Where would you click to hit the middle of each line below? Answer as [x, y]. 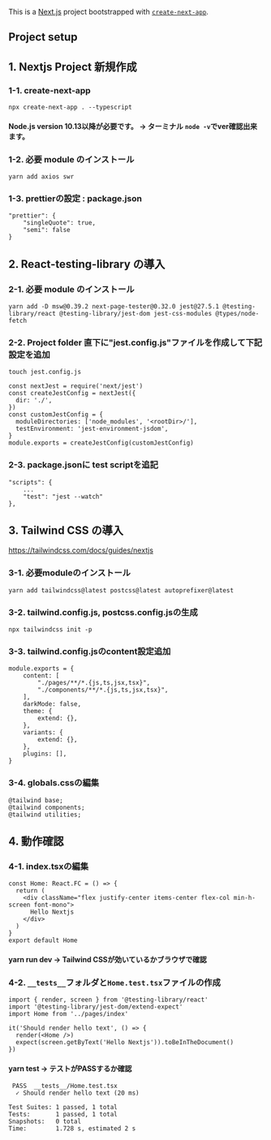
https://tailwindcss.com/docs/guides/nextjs [81, 550]
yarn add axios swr [41, 176]
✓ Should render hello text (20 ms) [77, 1093]
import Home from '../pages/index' [69, 1014]
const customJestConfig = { [56, 415]
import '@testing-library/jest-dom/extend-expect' [96, 1007]
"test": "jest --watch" [63, 497]
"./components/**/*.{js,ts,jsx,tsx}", [103, 690]
